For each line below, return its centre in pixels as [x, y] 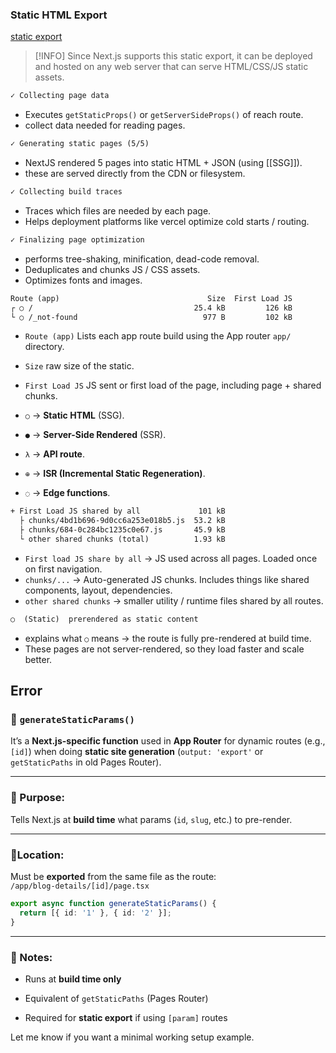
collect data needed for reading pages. [105, 125]
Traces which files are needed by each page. [118, 210]
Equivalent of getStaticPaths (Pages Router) [116, 998]
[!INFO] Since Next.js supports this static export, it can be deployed [173, 56]
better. [38, 659]
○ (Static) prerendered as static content [104, 619]
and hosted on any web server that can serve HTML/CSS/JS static [171, 67]
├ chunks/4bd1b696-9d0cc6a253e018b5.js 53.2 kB [122, 521]
